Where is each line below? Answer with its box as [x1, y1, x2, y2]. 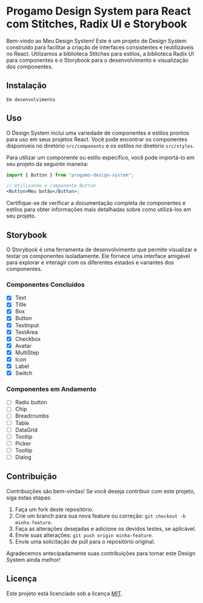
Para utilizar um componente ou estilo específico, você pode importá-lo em [6, 153, 195, 161]
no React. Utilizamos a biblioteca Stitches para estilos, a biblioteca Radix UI [6, 50, 194, 57]
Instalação [6, 81, 47, 91]
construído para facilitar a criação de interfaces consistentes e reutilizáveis [6, 44, 194, 51]
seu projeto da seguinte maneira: [6, 160, 89, 167]
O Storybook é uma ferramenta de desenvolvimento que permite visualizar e [6, 246, 198, 253]
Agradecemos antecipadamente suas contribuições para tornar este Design [6, 550, 196, 557]
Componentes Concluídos [6, 280, 85, 288]
